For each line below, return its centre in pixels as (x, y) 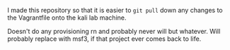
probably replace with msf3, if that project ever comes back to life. (104, 39)
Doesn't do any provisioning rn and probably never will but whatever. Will (114, 31)
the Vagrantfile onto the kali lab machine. (67, 18)
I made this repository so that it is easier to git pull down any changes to (115, 10)
